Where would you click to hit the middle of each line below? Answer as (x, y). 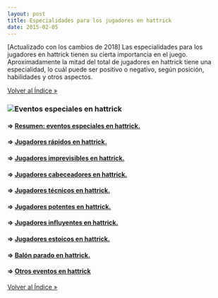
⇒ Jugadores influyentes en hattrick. (63, 222)
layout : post (26, 14)
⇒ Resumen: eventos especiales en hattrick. (74, 126)
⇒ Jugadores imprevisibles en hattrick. (66, 158)
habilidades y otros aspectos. (50, 77)
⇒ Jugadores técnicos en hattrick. (59, 191)
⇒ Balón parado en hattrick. (49, 255)
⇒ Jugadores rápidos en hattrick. (57, 142)
